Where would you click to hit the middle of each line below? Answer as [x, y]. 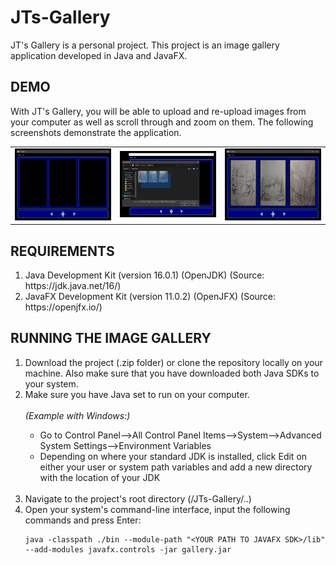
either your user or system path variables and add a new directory [176, 467]
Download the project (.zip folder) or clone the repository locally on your [173, 362]
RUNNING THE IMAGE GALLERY [111, 338]
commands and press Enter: [83, 520]
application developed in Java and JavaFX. [99, 55]
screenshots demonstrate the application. [96, 132]
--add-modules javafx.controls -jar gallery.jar [128, 549]
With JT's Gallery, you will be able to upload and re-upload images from [158, 111]
